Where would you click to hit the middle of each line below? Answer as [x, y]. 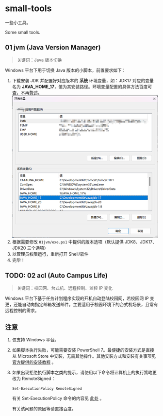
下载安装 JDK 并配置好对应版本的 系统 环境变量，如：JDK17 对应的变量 [83, 80]
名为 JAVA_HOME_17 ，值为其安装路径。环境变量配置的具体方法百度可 [82, 87]
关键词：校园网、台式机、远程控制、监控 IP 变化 [65, 288]
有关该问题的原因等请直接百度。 [44, 409]
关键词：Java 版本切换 [39, 60]
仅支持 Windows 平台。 [35, 340]
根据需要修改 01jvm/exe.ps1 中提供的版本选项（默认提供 [68, 242]
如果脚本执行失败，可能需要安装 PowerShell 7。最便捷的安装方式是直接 [83, 350]
